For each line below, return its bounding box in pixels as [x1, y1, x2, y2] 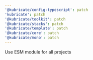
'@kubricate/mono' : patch [5, 35, 59, 40]
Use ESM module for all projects [5, 48, 71, 55]
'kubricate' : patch [5, 12, 46, 17]
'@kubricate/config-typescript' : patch [5, 7, 88, 12]
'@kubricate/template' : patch [5, 26, 68, 31]
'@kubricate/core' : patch [5, 30, 59, 35]
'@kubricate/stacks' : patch [5, 21, 64, 26]
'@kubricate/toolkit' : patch [5, 16, 66, 21]
